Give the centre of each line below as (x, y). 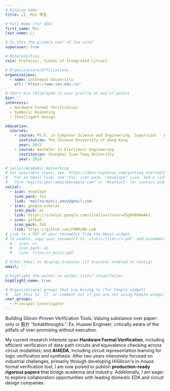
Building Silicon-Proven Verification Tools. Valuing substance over (74, 318)
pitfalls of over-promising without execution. (51, 330)
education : (17, 126)
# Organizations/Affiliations (37, 70)
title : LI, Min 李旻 (26, 15)
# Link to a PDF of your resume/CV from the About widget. (69, 234)
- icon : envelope (28, 191)
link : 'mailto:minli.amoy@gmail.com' (54, 201)
